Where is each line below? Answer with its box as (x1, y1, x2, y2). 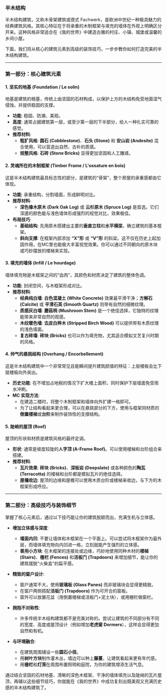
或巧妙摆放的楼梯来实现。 (19, 247, 73, 253)
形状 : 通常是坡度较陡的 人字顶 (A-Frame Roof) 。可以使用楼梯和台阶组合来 (12, 446, 162, 452)
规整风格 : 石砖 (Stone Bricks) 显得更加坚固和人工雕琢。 (19, 150, 133, 156)
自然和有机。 (19, 628, 46, 634)
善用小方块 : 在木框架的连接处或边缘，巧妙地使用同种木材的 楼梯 (19, 548, 149, 554)
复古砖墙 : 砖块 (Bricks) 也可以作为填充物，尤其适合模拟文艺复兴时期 (19, 332, 159, 338)
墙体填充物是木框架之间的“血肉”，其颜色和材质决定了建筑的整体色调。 (5, 272, 149, 278)
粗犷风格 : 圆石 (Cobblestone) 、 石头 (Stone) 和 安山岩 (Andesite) (19, 138, 153, 144)
